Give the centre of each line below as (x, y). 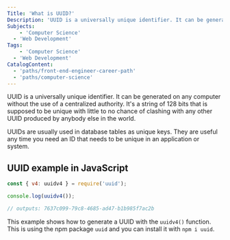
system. (18, 146)
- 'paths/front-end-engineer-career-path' (75, 71)
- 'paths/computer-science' (53, 77)
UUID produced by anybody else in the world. (72, 119)
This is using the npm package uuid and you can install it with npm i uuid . (111, 229)
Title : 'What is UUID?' (41, 13)
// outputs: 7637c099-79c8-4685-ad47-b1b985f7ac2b (81, 208)
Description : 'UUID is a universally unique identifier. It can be (105, 20)
